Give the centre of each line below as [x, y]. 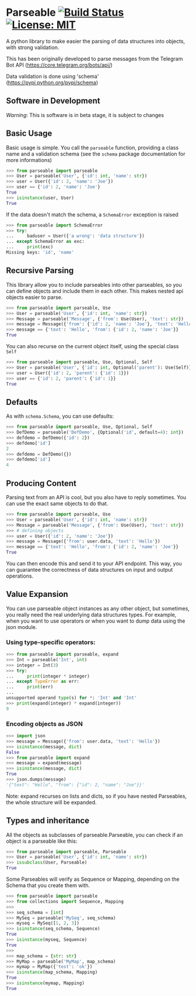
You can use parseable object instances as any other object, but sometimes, [98, 608]
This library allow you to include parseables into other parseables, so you [94, 284]
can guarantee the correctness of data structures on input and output [90, 570]
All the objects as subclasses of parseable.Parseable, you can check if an [94, 834]
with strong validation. [33, 47]
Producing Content [41, 483]
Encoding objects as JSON [44, 724]
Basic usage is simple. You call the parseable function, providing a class [92, 147]
